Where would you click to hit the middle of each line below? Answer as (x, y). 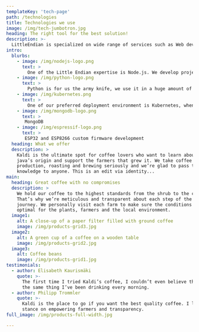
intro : (14, 50)
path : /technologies (32, 17)
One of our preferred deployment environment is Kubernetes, (105, 105)
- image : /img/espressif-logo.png (59, 127)
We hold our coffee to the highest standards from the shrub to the (103, 193)
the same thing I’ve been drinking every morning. (86, 287)
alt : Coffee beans (39, 254)
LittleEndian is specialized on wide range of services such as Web (98, 45)
